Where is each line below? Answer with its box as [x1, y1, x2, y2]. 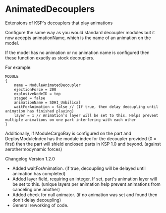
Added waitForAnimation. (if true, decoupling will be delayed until [12, 165, 146, 171]
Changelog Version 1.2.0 [5, 156, 55, 161]
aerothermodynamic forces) [5, 146, 62, 152]
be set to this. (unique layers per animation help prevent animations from [12, 181, 161, 187]
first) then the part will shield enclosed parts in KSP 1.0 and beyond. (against [5, 141, 161, 147]
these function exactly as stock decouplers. [5, 54, 95, 60]
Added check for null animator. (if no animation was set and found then [12, 192, 158, 198]
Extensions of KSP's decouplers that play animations [5, 20, 113, 26]
